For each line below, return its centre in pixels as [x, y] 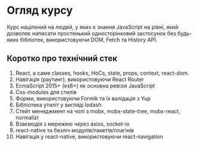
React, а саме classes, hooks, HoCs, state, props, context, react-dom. [102, 73]
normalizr [27, 117]
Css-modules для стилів [46, 92]
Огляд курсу [40, 10]
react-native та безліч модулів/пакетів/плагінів [74, 130]
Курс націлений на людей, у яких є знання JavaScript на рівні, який [93, 27]
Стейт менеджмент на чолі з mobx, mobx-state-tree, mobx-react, [98, 111]
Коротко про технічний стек [62, 58]
